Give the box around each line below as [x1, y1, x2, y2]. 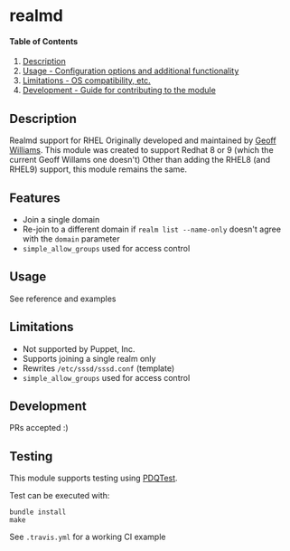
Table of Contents [9, 35, 79, 46]
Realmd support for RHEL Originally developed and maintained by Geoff [9, 135, 277, 146]
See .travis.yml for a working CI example [9, 531, 166, 543]
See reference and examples [9, 293, 117, 304]
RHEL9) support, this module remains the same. [9, 164, 188, 175]
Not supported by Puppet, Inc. [22, 343, 136, 354]
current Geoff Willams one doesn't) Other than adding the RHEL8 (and [9, 155, 271, 166]
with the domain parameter [22, 233, 120, 244]
